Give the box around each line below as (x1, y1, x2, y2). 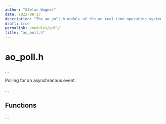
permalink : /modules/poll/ (5, 26, 61, 31)
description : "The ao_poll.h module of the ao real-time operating (5, 16, 147, 21)
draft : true (5, 21, 30, 26)
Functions (5, 101, 37, 110)
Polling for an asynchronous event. (5, 77, 76, 83)
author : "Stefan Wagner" (5, 7, 56, 12)
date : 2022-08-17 (5, 12, 41, 17)
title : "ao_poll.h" (5, 30, 45, 35)
